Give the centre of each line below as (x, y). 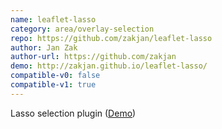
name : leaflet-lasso (53, 19)
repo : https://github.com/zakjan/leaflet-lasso (111, 38)
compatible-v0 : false (55, 76)
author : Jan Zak (44, 47)
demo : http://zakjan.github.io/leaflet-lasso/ (109, 66)
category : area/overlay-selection (82, 29)
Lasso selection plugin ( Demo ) (73, 113)
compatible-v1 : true (53, 85)
